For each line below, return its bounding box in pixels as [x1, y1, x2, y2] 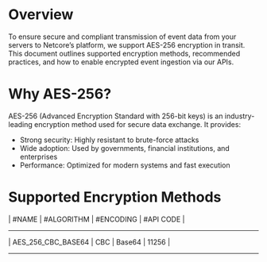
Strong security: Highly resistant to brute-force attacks [19, 135, 199, 144]
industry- [224, 111, 255, 121]
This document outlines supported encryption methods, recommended [8, 48, 241, 58]
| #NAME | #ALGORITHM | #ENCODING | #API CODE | [8, 214, 185, 224]
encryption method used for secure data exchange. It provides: [34, 119, 241, 129]
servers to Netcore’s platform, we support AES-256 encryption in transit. [8, 40, 246, 49]
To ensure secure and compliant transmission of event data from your [8, 32, 237, 41]
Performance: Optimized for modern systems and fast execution [19, 160, 230, 170]
